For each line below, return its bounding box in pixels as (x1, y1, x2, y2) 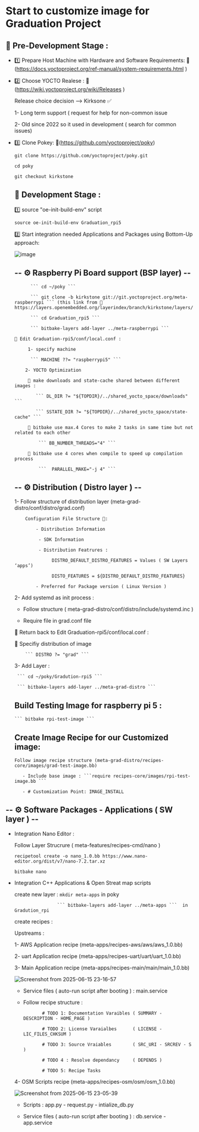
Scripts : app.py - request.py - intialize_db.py (23, 1101, 134, 1108)
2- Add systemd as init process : (14, 594, 95, 601)
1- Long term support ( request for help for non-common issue (14, 109, 168, 116)
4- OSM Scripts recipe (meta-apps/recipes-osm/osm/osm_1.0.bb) (14, 1078, 176, 1085)
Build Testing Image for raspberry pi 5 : (14, 700, 162, 710)
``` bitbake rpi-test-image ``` (14, 716, 95, 722)
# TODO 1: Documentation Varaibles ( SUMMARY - (42, 1010, 162, 1016)
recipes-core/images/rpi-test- (113, 773, 191, 779)
